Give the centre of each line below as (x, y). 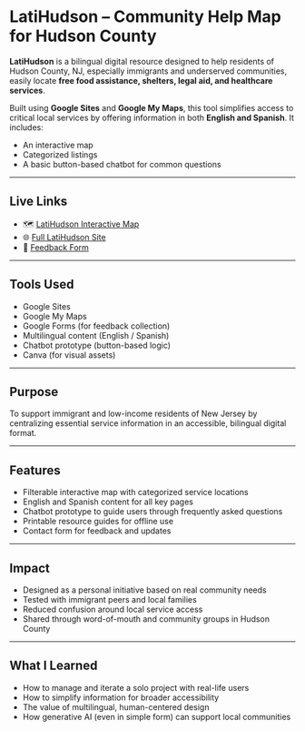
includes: (26, 127)
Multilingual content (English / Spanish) (96, 335)
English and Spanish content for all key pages (108, 502)
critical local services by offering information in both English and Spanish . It (152, 117)
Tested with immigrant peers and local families (109, 599)
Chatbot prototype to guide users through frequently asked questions (152, 512)
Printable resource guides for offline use (98, 522)
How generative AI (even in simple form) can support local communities (157, 716)
